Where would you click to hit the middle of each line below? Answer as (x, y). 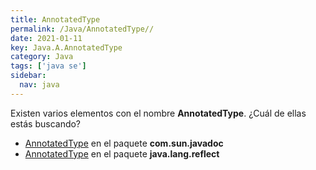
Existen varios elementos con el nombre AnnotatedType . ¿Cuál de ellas (158, 113)
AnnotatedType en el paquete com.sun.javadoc (124, 143)
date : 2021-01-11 (46, 38)
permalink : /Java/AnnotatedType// (82, 29)
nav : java (39, 85)
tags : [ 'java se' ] (48, 66)
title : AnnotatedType (55, 19)
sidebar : (28, 76)
